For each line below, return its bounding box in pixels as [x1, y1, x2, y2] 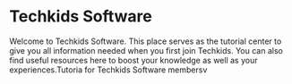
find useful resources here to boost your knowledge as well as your [9, 55, 258, 65]
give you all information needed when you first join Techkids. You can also [9, 45, 284, 55]
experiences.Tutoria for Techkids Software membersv [9, 64, 208, 75]
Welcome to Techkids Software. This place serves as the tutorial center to [9, 36, 282, 46]
